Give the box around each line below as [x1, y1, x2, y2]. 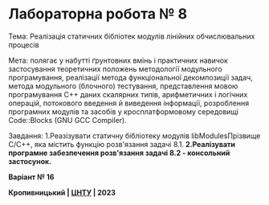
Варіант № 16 [8, 172, 55, 182]
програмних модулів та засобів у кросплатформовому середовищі [8, 106, 239, 117]
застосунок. [8, 156, 52, 166]
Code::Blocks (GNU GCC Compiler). [8, 115, 127, 125]
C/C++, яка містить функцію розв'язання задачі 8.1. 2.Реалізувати [8, 139, 235, 149]
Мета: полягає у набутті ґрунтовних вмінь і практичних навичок [8, 55, 229, 65]
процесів [8, 39, 39, 49]
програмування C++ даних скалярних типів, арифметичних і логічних [8, 89, 248, 99]
